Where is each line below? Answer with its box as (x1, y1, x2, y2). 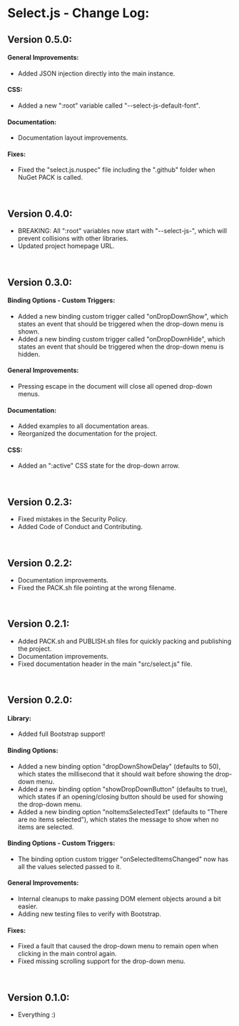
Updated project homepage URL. (17, 242, 116, 250)
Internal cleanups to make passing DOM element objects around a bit (17, 895, 221, 903)
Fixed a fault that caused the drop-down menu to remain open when (17, 942, 219, 950)
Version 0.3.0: (7, 276, 73, 288)
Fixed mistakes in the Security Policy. (17, 515, 128, 523)
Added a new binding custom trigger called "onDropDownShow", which (17, 312, 228, 320)
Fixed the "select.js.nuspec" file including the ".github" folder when (17, 165, 215, 174)
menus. (17, 390, 41, 398)
